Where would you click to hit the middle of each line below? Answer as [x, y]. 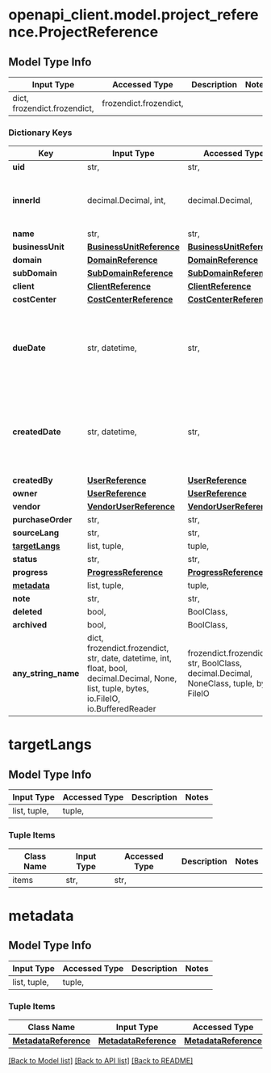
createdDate [37, 432]
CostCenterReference [130, 299]
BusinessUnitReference [133, 247]
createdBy [33, 480]
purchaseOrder [42, 520]
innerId [27, 201]
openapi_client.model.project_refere [133, 15]
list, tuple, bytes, [118, 689]
